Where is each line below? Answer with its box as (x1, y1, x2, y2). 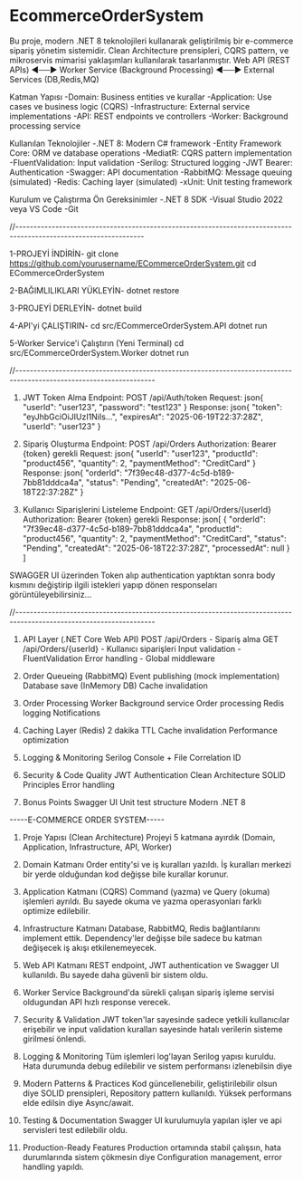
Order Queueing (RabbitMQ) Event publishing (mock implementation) (22, 670, 280, 681)
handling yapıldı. (22, 1161, 84, 1172)
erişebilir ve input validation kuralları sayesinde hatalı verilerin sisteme (22, 1023, 283, 1034)
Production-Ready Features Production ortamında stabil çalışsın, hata (22, 1142, 282, 1153)
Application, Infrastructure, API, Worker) (22, 841, 173, 852)
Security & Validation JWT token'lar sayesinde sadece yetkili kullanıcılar (22, 1013, 290, 1024)
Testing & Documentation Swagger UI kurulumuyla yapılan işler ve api (22, 1115, 282, 1126)
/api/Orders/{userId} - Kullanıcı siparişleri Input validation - (22, 643, 241, 654)
